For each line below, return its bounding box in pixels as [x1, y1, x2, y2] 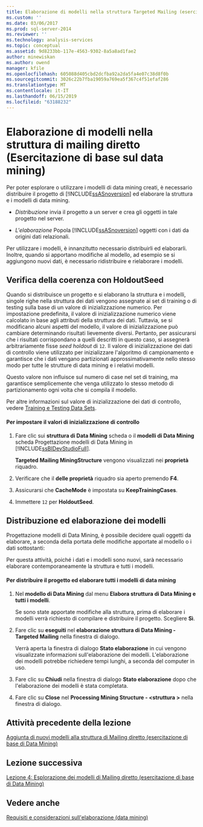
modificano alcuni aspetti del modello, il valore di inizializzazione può [6, 323, 178, 331]
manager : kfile [6, 65, 45, 71]
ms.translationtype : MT [6, 82, 66, 88]
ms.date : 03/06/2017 [6, 20, 59, 26]
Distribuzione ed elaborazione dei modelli [6, 515, 166, 526]
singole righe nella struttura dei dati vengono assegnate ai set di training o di [6, 297, 197, 305]
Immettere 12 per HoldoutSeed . [14, 498, 94, 506]
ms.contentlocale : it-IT [6, 88, 69, 94]
